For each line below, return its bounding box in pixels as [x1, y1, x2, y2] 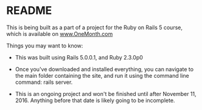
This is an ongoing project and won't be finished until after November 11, [15, 90, 197, 97]
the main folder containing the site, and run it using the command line [15, 72, 190, 79]
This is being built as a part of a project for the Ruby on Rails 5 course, [6, 24, 183, 31]
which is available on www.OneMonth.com [6, 30, 113, 37]
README [6, 4, 52, 18]
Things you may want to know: [6, 42, 83, 49]
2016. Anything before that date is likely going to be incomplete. [15, 97, 175, 104]
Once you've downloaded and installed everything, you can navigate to [15, 65, 193, 73]
